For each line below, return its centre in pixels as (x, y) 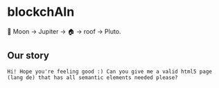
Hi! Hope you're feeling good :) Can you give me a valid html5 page (110, 71)
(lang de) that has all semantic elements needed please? (93, 77)
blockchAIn (41, 12)
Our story (28, 56)
